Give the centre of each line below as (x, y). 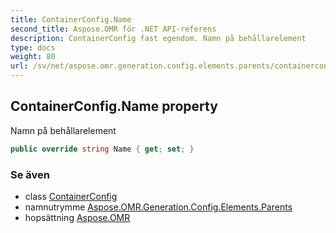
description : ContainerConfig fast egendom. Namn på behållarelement (158, 38)
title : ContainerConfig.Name (71, 19)
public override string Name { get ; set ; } (102, 149)
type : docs (33, 47)
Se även (30, 174)
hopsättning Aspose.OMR (77, 217)
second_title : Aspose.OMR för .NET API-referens (113, 29)
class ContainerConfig (71, 196)
